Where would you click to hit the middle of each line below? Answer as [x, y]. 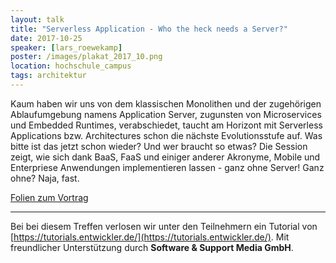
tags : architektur [48, 76]
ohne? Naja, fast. [45, 178]
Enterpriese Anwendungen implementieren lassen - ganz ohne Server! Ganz [167, 167]
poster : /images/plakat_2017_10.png [86, 57]
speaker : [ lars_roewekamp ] [66, 47]
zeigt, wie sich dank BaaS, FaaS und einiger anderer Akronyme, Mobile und [165, 157]
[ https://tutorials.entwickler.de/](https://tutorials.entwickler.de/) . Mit [150, 237]
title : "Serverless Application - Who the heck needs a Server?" [149, 29]
